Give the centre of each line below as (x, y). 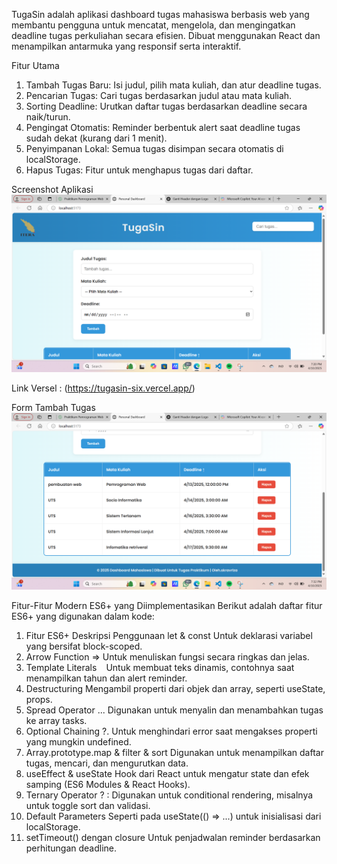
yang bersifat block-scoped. (84, 646)
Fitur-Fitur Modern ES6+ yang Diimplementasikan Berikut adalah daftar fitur (167, 605)
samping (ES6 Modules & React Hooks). (108, 784)
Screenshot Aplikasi (52, 189)
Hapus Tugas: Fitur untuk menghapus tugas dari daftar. (139, 170)
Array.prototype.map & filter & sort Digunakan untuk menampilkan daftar (174, 752)
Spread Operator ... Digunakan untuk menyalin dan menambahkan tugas (174, 710)
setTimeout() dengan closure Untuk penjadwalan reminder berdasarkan (173, 837)
